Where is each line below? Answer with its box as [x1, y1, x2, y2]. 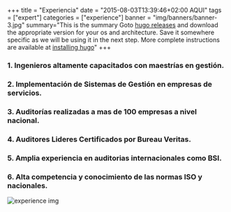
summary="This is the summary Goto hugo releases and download [26, 21, 218, 29]
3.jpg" [7, 21, 25, 29]
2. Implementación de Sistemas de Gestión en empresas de [7, 79, 213, 89]
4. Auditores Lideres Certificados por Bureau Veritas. [7, 134, 192, 144]
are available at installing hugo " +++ [7, 43, 112, 51]
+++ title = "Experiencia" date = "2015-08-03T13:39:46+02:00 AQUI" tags [7, 6, 222, 14]
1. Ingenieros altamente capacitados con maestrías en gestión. [7, 60, 225, 70]
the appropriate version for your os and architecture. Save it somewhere [7, 28, 215, 36]
